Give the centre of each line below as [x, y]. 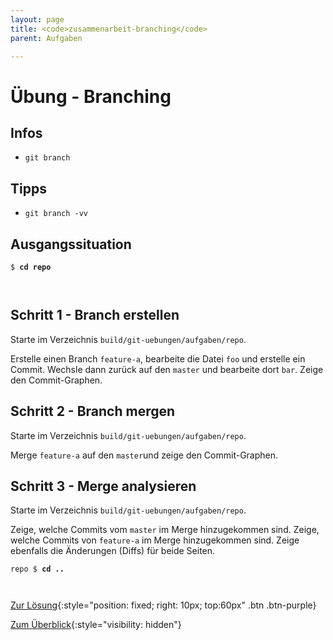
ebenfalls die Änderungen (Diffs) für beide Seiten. [113, 551]
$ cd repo [31, 267]
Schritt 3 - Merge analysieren [103, 486]
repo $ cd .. [37, 569]
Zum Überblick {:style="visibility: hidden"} [96, 625]
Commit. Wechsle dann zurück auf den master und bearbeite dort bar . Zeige [167, 369]
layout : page [37, 19]
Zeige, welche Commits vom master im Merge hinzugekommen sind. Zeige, [165, 530]
